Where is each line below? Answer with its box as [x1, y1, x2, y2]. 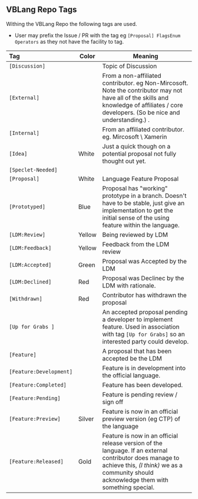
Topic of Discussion [102, 62, 157, 70]
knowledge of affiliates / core [102, 101, 183, 109]
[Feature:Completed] [9, 381, 67, 388]
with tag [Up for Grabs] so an [102, 330, 186, 338]
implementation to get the [102, 206, 174, 214]
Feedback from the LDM [102, 240, 170, 248]
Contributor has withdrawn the [102, 291, 187, 299]
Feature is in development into [102, 363, 186, 372]
